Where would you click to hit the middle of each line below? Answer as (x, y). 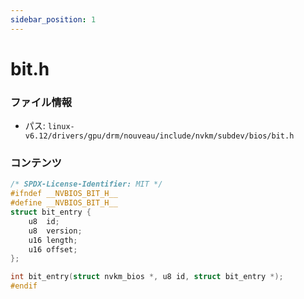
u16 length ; (53, 240)
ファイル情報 (41, 102)
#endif (24, 286)
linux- (61, 127)
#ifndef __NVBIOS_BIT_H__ (64, 194)
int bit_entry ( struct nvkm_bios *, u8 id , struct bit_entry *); (147, 277)
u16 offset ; (53, 249)
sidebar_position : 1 (53, 19)
